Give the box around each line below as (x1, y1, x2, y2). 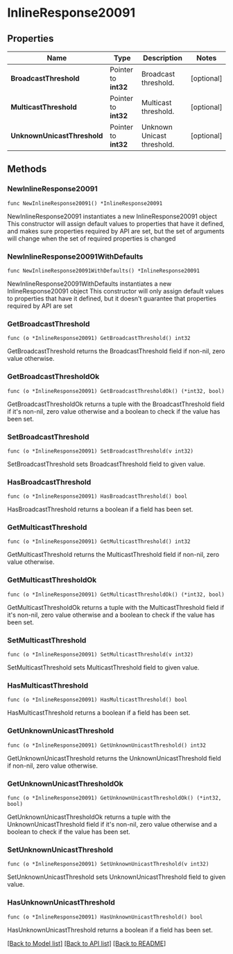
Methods (7, 163, 47, 175)
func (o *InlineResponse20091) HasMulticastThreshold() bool (7, 697, 188, 704)
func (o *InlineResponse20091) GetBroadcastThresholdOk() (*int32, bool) (7, 387, 225, 394)
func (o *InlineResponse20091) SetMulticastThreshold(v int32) (7, 652, 194, 658)
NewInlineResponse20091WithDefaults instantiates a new (7, 280, 172, 288)
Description (143, 54, 182, 63)
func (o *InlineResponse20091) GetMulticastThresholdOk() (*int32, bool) (7, 591, 225, 598)
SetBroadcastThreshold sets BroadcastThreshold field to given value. (7, 460, 206, 468)
